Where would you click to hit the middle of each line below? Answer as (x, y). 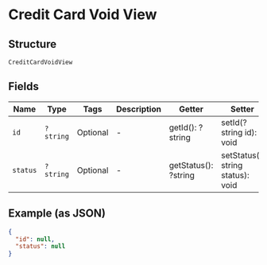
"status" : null (41, 247)
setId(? (234, 123)
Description (139, 109)
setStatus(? (242, 155)
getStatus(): (191, 165)
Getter (191, 109)
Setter (242, 109)
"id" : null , (35, 239)
